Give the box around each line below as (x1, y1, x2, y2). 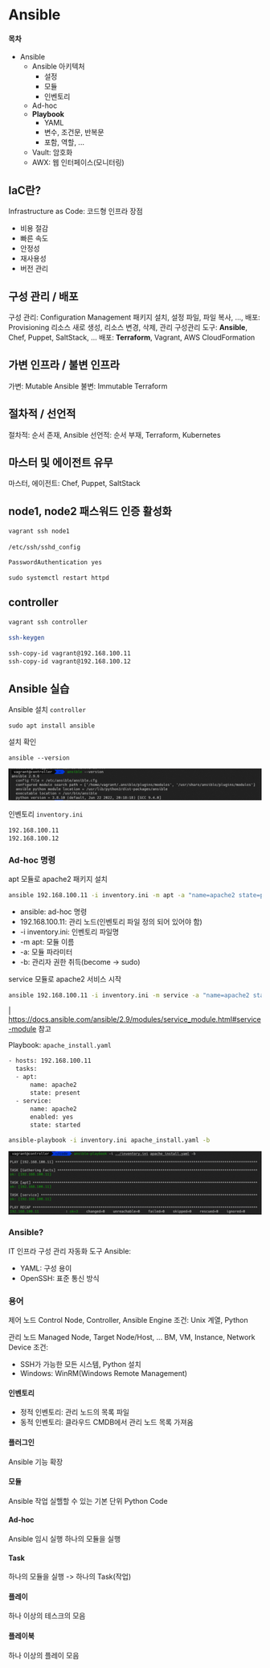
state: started (29, 1121, 81, 1129)
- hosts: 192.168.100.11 (8, 1056, 92, 1065)
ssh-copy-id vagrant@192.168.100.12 (8, 657, 131, 665)
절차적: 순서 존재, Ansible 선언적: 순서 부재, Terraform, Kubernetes (8, 430, 221, 439)
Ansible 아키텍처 (31, 62, 85, 72)
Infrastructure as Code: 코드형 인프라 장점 (8, 207, 143, 216)
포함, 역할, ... (43, 138, 84, 147)
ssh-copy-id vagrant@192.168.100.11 (8, 649, 131, 657)
